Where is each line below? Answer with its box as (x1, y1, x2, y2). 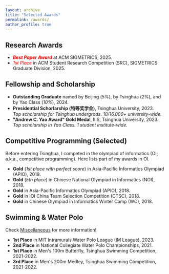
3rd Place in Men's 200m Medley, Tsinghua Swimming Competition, (12, 258, 157, 264)
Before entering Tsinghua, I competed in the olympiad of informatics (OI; (5, 150, 158, 156)
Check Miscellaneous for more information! (5, 226, 97, 233)
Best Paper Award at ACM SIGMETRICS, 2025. (12, 54, 113, 60)
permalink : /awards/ (5, 17, 50, 22)
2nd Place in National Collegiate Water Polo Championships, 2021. (12, 242, 153, 248)
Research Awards (5, 40, 63, 49)
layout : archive (5, 7, 40, 13)
